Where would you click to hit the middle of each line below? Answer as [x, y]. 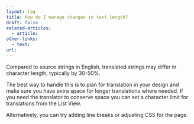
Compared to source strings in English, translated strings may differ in [91, 67]
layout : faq [21, 12]
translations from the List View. [44, 103]
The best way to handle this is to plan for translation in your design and [93, 84]
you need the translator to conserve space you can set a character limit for [97, 97]
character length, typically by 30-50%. [53, 73]
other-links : [22, 39]
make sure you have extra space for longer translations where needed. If [95, 91]
